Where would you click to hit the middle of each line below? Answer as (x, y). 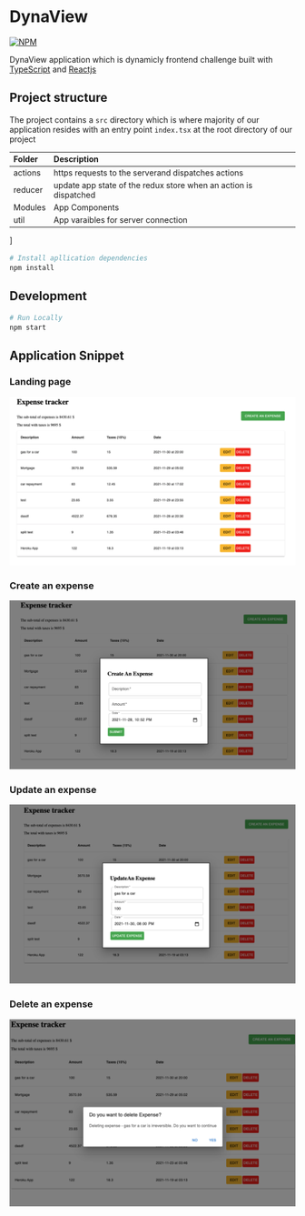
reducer (28, 190)
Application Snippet (67, 356)
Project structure (59, 98)
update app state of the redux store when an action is (153, 185)
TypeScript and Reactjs (53, 69)
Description (76, 159)
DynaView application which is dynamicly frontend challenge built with (142, 59)
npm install (32, 267)
